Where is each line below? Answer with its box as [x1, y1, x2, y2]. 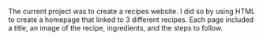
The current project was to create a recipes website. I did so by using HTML [8, 7, 256, 16]
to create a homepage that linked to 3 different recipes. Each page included [8, 15, 254, 24]
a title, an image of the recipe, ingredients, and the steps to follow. [8, 24, 224, 32]
